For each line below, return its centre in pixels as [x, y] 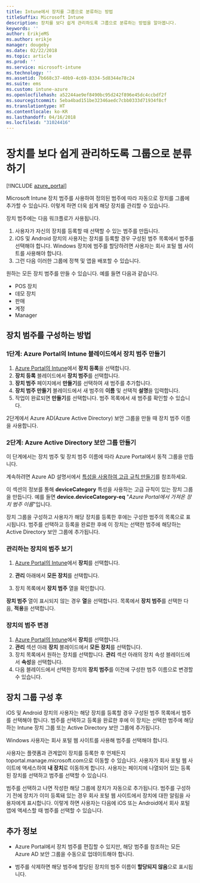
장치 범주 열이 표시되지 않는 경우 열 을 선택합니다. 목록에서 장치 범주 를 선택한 [94, 601]
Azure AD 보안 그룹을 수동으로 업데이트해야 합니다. [74, 854]
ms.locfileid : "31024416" [38, 123]
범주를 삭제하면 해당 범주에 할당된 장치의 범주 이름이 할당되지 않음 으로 [96, 867]
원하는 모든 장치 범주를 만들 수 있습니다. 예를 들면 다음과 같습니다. [83, 274]
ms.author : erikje [29, 39]
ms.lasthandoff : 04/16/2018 [41, 117]
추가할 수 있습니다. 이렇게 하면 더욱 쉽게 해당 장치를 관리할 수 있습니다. [88, 206]
